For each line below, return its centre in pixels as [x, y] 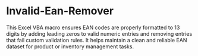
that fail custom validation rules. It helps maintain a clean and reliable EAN [97, 40]
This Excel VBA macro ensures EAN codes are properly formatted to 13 [93, 27]
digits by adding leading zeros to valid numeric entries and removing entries [99, 33]
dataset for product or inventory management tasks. [70, 46]
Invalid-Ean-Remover [60, 11]
